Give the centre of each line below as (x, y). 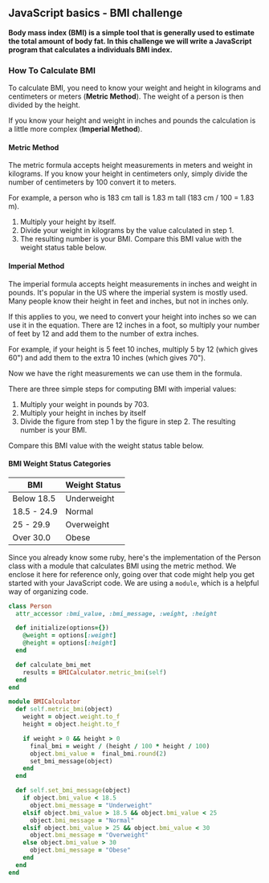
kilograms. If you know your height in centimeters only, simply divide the (128, 174)
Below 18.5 (34, 498)
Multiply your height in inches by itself (83, 413)
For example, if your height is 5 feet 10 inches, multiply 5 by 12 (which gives (133, 349)
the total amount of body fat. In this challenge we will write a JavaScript (130, 41)
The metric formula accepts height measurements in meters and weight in (130, 165)
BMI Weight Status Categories (59, 464)
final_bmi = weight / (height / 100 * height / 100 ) (120, 746)
